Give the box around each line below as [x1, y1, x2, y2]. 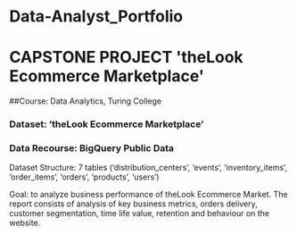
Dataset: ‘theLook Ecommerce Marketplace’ [9, 118, 204, 130]
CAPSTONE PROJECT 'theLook [9, 47, 243, 68]
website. [9, 217, 41, 229]
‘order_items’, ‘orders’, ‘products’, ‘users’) [9, 172, 160, 182]
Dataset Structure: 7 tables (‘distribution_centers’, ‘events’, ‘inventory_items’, [9, 163, 288, 173]
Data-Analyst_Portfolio [9, 6, 184, 27]
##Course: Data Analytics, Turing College [9, 96, 162, 106]
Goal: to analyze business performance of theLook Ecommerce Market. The [9, 189, 288, 200]
